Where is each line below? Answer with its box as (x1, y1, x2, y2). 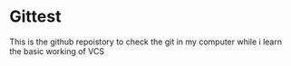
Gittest (9, 6, 62, 27)
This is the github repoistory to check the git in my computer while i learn (9, 36, 283, 47)
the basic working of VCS (9, 45, 105, 56)
